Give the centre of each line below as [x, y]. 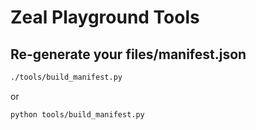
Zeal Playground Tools [105, 17]
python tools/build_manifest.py [77, 114]
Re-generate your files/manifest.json [128, 54]
